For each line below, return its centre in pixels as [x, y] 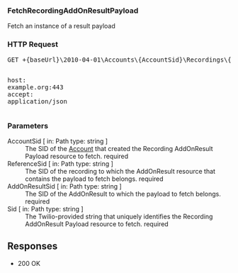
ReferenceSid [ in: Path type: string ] [60, 163]
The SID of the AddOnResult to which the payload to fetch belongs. [123, 194]
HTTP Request [33, 45]
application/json [37, 101]
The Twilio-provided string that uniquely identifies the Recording [119, 216]
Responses [33, 246]
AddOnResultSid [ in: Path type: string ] [64, 186]
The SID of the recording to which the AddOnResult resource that [120, 171]
